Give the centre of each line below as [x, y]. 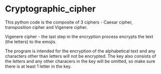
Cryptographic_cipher [50, 9]
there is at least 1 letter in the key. [38, 66]
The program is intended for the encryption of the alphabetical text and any [80, 51]
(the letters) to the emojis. [31, 41]
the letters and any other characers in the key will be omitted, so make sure [80, 61]
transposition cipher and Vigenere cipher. [47, 27]
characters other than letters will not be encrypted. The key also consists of [80, 56]
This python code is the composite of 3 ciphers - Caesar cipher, [69, 22]
